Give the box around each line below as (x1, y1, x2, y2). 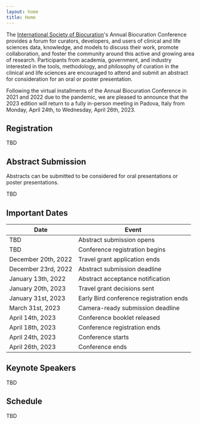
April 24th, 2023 (9, 333, 56, 341)
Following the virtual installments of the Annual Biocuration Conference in (6, 87, 187, 94)
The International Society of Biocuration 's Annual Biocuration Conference (6, 31, 187, 38)
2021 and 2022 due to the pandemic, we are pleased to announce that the (6, 93, 189, 101)
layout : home (6, 8, 39, 15)
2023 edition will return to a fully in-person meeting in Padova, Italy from (6, 99, 185, 107)
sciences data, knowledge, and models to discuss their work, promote (6, 43, 179, 51)
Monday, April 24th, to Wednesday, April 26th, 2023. (6, 106, 136, 113)
